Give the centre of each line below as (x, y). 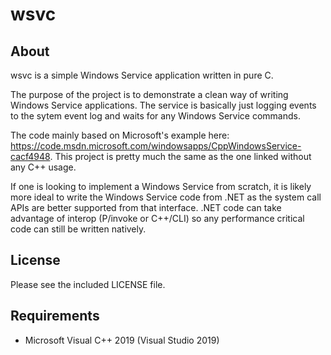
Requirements (55, 316)
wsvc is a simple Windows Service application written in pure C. (142, 75)
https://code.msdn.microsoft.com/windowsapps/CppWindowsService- (156, 146)
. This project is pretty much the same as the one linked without (180, 156)
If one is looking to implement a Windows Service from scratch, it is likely (161, 186)
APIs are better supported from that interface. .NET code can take (146, 207)
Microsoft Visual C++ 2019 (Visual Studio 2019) (122, 340)
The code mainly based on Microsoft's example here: (120, 135)
